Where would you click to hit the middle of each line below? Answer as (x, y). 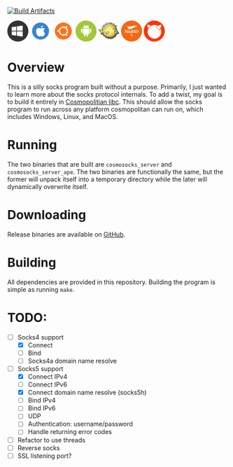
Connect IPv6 (48, 384)
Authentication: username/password (80, 424)
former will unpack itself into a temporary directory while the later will (107, 179)
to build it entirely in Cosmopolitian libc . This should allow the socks (105, 102)
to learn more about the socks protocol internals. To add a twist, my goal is (115, 94)
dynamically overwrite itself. (48, 186)
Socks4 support (41, 337)
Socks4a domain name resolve (72, 361)
